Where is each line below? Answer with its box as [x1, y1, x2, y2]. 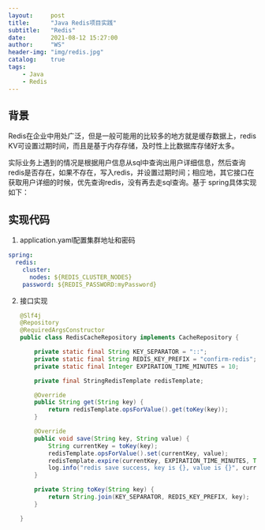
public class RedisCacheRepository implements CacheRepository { [19, 333, 239, 342]
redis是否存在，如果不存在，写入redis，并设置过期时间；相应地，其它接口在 [8, 167, 255, 178]
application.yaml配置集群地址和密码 [19, 235, 136, 245]
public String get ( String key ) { [34, 398, 144, 407]
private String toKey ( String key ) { [34, 486, 155, 494]
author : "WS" [8, 41, 65, 49]
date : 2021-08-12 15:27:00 [8, 33, 118, 42]
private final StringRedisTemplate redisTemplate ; [34, 377, 204, 385]
